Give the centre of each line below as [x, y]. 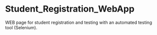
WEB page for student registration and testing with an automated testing [78, 22]
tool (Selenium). [21, 27]
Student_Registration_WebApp [70, 9]
